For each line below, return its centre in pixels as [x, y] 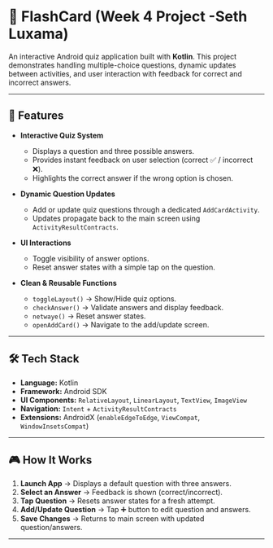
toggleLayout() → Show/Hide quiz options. [104, 298]
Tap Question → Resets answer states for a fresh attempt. [117, 501]
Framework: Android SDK [63, 391]
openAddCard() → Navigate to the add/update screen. [121, 324]
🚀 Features [36, 116]
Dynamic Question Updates [67, 194]
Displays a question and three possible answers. [113, 151]
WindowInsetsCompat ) [54, 426]
